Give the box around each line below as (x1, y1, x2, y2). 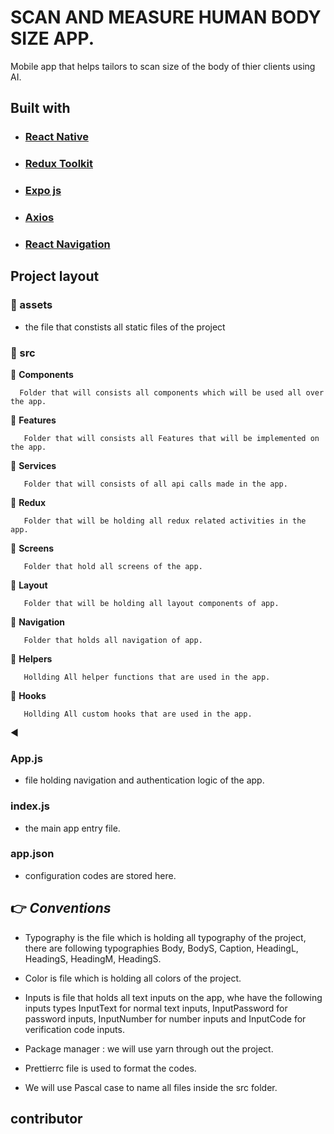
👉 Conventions (10, 900, 112, 917)
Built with (10, 100, 71, 117)
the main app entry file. (24, 822, 121, 834)
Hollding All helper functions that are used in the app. (23, 672, 271, 682)
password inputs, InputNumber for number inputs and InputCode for (24, 1012, 307, 1025)
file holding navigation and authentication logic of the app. (24, 774, 265, 786)
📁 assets (10, 298, 53, 312)
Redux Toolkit (24, 157, 94, 171)
